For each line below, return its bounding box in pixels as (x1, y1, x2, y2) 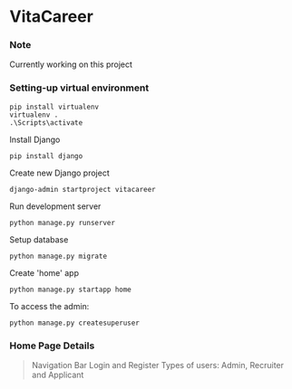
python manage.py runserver (9, 218, 116, 227)
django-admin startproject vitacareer (9, 185, 156, 194)
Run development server (9, 201, 102, 212)
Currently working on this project (9, 59, 133, 70)
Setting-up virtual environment (9, 81, 150, 94)
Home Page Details (9, 339, 95, 352)
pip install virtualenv (9, 102, 100, 111)
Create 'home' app (9, 267, 80, 278)
